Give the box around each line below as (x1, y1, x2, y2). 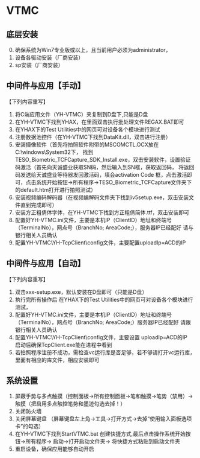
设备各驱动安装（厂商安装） (14, 54, 84, 61)
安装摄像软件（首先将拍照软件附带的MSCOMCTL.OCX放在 (14, 141, 159, 148)
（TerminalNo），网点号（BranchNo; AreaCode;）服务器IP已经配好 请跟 (14, 318, 191, 326)
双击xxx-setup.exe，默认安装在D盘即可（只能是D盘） (14, 288, 148, 296)
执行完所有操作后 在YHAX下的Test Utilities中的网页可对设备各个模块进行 (14, 296, 193, 303)
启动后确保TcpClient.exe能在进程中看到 (14, 341, 112, 348)
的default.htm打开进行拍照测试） (14, 186, 96, 193)
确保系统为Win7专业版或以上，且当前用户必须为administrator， (14, 46, 171, 53)
